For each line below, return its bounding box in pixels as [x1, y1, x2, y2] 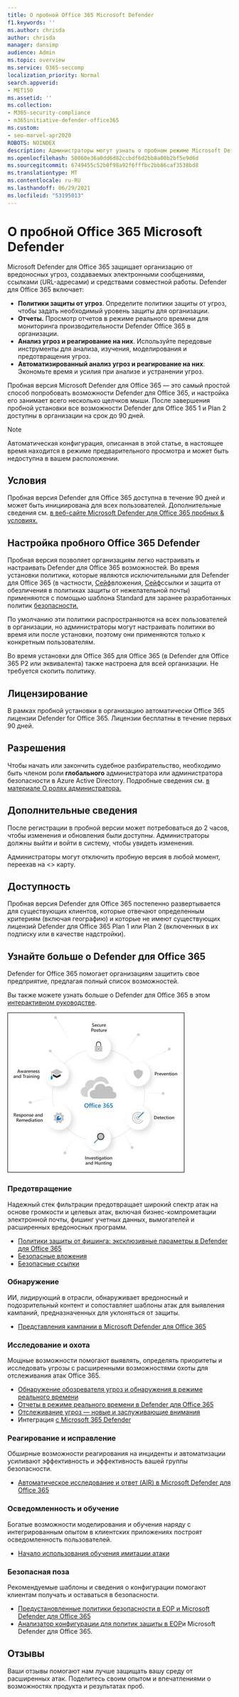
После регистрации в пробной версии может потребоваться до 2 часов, [7, 824, 230, 832]
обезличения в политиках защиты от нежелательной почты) [7, 586, 191, 595]
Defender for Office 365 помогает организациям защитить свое [7, 970, 200, 978]
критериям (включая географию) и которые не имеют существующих [7, 915, 221, 923]
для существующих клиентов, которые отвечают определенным [7, 907, 205, 916]
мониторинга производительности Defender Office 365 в [17, 322, 191, 330]
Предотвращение [7, 1184, 73, 1194]
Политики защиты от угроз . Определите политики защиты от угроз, [17, 299, 227, 307]
